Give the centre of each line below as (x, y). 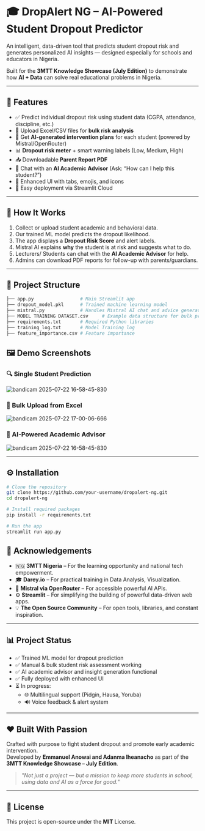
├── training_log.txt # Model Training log (71, 327)
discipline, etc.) (34, 124)
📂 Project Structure (43, 285)
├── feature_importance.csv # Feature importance (71, 333)
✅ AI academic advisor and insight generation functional (86, 672)
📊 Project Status (39, 640)
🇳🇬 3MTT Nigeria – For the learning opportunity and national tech (99, 565)
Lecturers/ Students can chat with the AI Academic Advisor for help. (102, 253)
